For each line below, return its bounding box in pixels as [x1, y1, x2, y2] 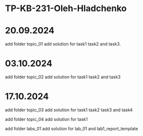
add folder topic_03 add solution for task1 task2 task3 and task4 [5, 107, 133, 113]
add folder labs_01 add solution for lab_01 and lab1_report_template [5, 126, 138, 131]
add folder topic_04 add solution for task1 [5, 117, 88, 122]
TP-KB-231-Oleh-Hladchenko [5, 3, 127, 14]
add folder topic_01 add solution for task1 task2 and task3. [5, 41, 121, 47]
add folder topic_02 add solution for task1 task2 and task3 [5, 74, 121, 80]
